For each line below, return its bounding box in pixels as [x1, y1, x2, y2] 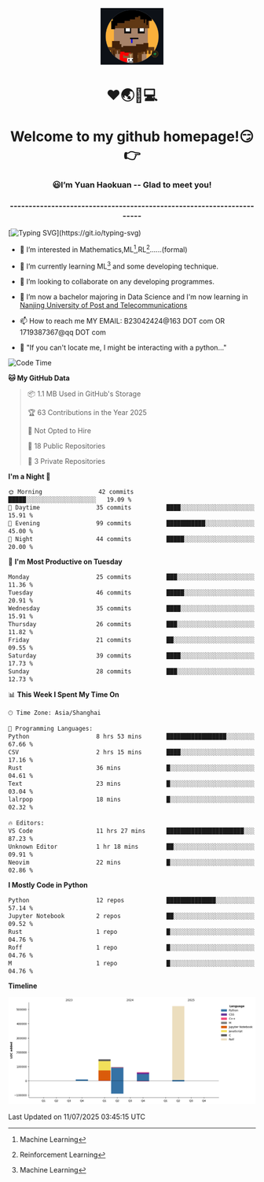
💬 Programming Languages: [8, 724, 93, 732]
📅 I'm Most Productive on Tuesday [8, 557, 123, 566]
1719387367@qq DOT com [19, 327, 106, 337]
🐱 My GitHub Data [8, 373, 71, 383]
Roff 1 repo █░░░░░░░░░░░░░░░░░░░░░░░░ [8, 943, 255, 951]
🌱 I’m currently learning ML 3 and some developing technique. [19, 260, 218, 271]
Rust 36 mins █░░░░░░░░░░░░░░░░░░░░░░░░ [8, 764, 255, 772]
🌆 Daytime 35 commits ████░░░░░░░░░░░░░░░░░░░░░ [8, 503, 255, 511]
